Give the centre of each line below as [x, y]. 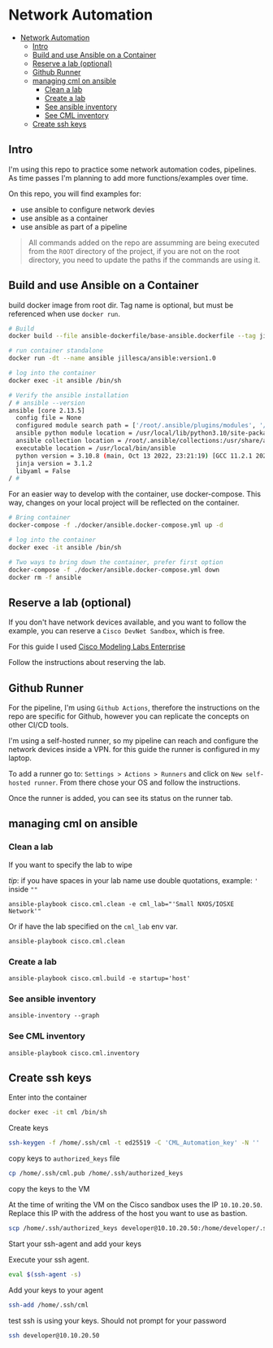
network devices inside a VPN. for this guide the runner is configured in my [134, 750]
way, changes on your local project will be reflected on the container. [124, 503]
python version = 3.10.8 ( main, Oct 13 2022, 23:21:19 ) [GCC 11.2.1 [134, 456]
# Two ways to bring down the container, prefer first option [116, 562]
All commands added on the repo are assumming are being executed [144, 243]
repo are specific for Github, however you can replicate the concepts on [129, 716]
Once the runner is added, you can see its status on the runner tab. [121, 799]
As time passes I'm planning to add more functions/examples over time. [128, 177]
